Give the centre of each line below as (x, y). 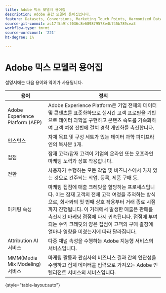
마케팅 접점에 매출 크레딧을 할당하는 (87, 187)
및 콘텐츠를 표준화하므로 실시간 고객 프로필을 (97, 113)
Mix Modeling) (24, 264)
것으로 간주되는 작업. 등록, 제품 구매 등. (97, 178)
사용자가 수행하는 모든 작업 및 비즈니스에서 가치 (100, 170)
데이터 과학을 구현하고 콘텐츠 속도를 (98, 120)
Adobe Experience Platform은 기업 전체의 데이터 (103, 105)
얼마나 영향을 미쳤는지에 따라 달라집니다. (92, 232)
